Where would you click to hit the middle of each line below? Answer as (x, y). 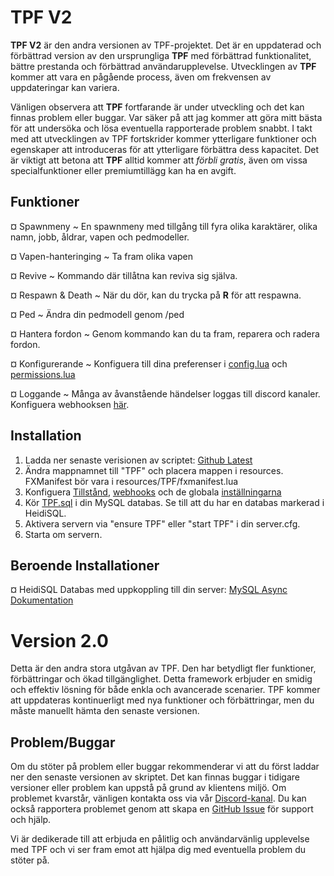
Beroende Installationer (85, 565)
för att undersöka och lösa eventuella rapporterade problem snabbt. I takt (161, 128)
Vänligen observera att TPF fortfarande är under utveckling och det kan (157, 107)
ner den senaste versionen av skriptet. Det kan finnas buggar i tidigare (155, 777)
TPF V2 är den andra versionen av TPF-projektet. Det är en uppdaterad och (166, 45)
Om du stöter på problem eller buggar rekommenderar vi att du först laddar (165, 767)
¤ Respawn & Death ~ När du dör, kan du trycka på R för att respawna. (156, 295)
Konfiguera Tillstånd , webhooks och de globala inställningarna (153, 492)
